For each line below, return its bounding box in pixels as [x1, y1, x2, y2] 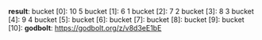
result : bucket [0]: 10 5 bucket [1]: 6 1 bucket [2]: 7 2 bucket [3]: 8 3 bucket [8, 7, 254, 16]
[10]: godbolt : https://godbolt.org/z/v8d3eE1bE [8, 24, 162, 32]
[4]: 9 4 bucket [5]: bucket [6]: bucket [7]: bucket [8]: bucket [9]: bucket [8, 15, 245, 24]
